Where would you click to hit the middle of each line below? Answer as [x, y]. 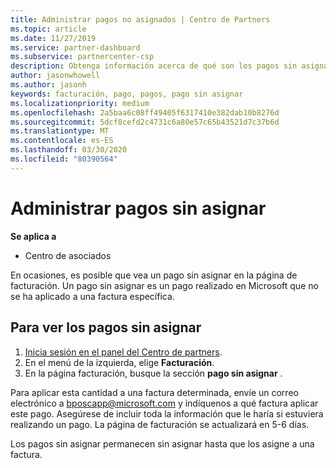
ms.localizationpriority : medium [80, 103]
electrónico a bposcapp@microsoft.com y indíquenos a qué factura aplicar [164, 403]
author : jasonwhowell [55, 76]
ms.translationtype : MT [60, 131]
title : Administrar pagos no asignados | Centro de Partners [140, 19]
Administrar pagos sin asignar [138, 208]
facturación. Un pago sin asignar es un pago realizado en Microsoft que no [164, 285]
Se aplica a [33, 236]
